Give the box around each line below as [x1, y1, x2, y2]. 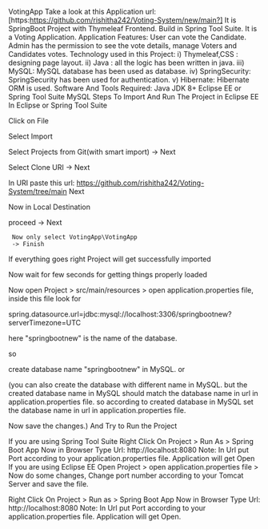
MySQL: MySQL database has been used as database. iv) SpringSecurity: [8, 67, 251, 75]
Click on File [8, 116, 50, 125]
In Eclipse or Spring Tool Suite [8, 100, 108, 110]
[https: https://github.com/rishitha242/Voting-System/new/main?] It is [8, 15, 237, 25]
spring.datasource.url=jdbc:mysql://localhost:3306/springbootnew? [8, 309, 232, 319]
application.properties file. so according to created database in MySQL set [8, 397, 254, 406]
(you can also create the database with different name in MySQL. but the [8, 380, 248, 390]
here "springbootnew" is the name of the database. [8, 333, 178, 343]
